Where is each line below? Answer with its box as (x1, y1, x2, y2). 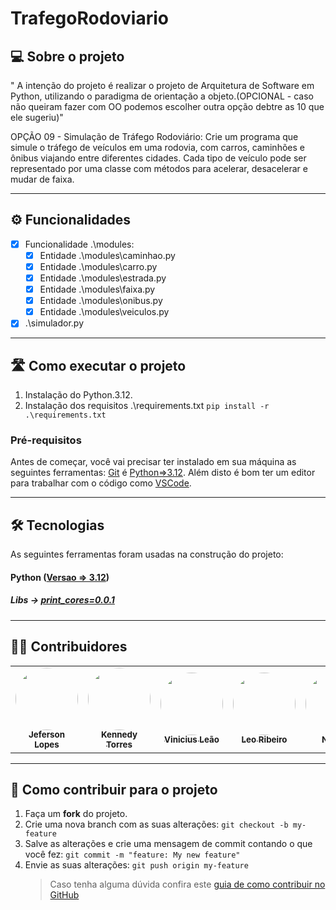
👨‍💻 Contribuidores (10, 638, 128, 656)
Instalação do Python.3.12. (24, 389, 133, 401)
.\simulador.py (24, 317, 84, 329)
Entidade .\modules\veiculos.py (39, 306, 170, 318)
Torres (105, 739, 133, 751)
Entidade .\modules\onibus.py (39, 295, 163, 307)
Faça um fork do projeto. (24, 808, 128, 820)
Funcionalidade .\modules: (24, 238, 135, 250)
